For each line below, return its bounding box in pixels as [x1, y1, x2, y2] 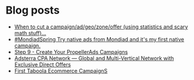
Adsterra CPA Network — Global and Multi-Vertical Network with [14, 55, 174, 62]
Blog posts [5, 4, 60, 17]
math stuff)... [14, 29, 46, 36]
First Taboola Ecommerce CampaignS [14, 67, 108, 74]
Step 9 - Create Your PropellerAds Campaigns [14, 48, 128, 55]
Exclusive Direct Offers [14, 60, 71, 68]
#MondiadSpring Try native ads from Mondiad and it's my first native [14, 36, 184, 43]
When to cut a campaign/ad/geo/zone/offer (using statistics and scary [14, 23, 188, 30]
